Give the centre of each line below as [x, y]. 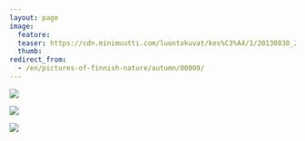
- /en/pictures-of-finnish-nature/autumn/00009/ [111, 69]
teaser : [32, 43]
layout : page [34, 18]
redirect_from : [38, 60]
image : [22, 26]
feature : [34, 34]
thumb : [30, 52]
